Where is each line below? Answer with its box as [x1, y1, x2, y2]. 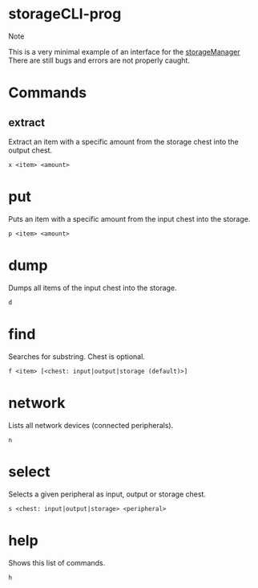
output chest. [8, 145, 53, 155]
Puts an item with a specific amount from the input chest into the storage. [8, 214, 251, 223]
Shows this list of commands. [8, 557, 106, 567]
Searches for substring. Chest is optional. [8, 351, 146, 361]
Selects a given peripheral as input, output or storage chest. [8, 489, 207, 499]
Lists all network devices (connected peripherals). [8, 420, 174, 430]
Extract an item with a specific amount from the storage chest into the [8, 137, 239, 146]
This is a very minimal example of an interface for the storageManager [8, 47, 240, 56]
